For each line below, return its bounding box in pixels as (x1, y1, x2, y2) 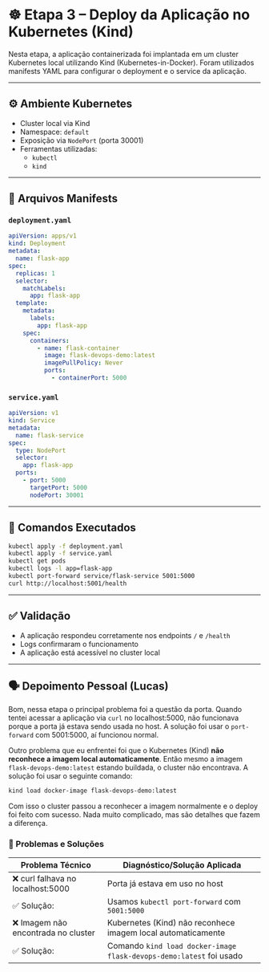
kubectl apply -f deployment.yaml (8, 542, 124, 551)
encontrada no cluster (12, 927, 95, 938)
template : (15, 299, 48, 307)
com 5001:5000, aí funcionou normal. (35, 730, 159, 740)
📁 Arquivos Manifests (8, 192, 118, 205)
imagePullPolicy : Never (43, 359, 124, 367)
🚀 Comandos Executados (8, 521, 136, 535)
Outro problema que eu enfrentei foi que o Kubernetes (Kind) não (8, 746, 224, 755)
